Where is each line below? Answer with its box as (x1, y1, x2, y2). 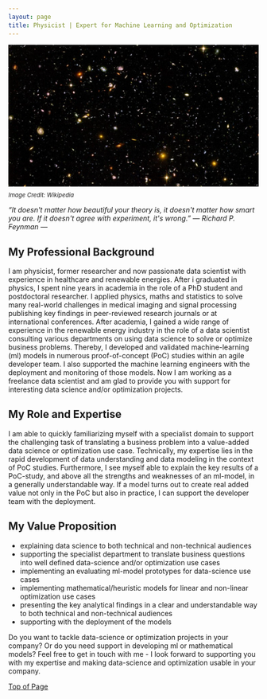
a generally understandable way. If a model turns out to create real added (8, 479, 249, 489)
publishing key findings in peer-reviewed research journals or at (8, 309, 218, 318)
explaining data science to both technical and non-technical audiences (19, 541, 252, 550)
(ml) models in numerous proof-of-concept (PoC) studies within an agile (8, 351, 245, 361)
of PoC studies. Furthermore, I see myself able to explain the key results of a (8, 463, 259, 472)
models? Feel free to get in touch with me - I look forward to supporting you (8, 649, 256, 658)
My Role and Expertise (8, 408, 122, 421)
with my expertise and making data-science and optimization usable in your (8, 658, 257, 667)
